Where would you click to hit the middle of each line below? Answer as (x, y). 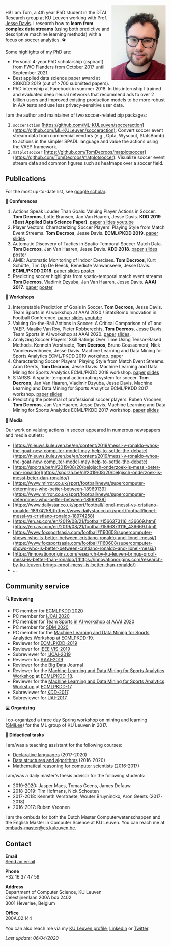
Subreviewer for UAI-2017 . (40, 698)
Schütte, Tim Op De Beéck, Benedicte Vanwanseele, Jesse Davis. (81, 265)
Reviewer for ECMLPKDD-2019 (45, 643)
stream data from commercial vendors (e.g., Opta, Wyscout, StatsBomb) (88, 136)
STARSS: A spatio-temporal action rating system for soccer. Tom (80, 377)
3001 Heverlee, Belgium (30, 903)
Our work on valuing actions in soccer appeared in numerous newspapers (83, 430)
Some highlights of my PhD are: (38, 52)
